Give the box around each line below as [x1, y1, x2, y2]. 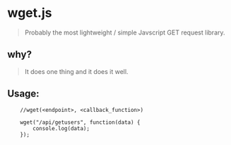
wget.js [7, 5, 52, 21]
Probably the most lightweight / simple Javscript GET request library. [24, 28, 225, 37]
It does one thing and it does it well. [24, 67, 129, 75]
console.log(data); [32, 125, 90, 132]
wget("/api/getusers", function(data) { [20, 118, 141, 126]
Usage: [7, 88, 40, 100]
